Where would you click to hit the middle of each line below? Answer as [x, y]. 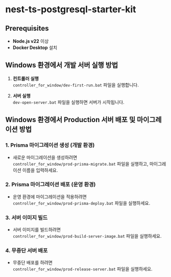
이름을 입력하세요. [40, 170]
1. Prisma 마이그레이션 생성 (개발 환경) [50, 145]
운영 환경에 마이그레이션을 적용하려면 [50, 197]
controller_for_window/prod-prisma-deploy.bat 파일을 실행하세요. [81, 203]
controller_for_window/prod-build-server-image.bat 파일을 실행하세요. [87, 236]
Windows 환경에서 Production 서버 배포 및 [70, 120]
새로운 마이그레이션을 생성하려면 [45, 157]
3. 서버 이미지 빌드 [27, 217]
